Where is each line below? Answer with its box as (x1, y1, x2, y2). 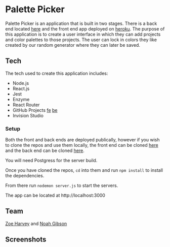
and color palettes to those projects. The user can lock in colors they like (5, 37, 157, 43)
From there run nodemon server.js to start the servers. (5, 182, 118, 189)
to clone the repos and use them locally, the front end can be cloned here (5, 142, 158, 148)
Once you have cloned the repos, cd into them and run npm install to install (5, 167, 163, 173)
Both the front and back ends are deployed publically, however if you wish (5, 137, 160, 143)
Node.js (12, 80, 29, 86)
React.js (12, 85, 30, 91)
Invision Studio (12, 112, 44, 118)
